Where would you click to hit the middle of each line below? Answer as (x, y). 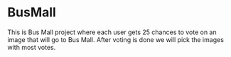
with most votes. (32, 47)
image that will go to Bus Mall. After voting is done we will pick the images (116, 39)
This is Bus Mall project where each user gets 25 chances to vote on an (112, 32)
